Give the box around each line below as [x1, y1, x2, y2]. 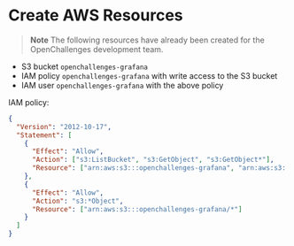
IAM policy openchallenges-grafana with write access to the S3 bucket [20, 70, 278, 81]
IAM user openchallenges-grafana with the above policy [20, 80, 224, 90]
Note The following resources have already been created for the [29, 35, 265, 45]
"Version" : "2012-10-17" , [16, 122, 112, 131]
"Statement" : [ [16, 130, 73, 140]
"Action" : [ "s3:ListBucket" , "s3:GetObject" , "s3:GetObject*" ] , [31, 156, 275, 165]
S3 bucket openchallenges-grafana [20, 61, 148, 72]
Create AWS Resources [8, 5, 183, 26]
